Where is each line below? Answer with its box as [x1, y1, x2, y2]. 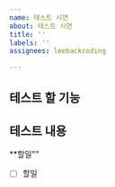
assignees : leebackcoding [9, 47, 106, 56]
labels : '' [9, 38, 50, 48]
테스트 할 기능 [9, 90, 81, 105]
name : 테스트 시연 [9, 13, 69, 22]
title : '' [9, 30, 47, 39]
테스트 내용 [9, 123, 67, 138]
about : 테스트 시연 [9, 22, 73, 31]
